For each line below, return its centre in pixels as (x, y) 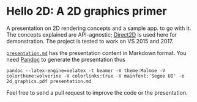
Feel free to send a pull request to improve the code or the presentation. (97, 92)
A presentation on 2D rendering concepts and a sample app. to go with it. (99, 28)
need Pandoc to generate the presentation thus (66, 59)
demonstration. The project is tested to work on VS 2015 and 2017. (90, 41)
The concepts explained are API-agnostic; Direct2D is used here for (92, 34)
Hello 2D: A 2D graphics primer (87, 11)
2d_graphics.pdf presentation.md (49, 81)
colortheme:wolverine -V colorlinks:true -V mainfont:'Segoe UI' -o (95, 76)
